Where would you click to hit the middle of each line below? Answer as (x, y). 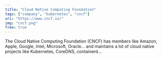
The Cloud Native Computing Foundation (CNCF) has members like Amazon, (81, 41)
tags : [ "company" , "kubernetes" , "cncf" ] (47, 14)
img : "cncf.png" (21, 23)
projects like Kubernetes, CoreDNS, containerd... (53, 52)
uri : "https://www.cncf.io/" (34, 18)
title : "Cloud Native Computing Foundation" (51, 9)
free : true (16, 28)
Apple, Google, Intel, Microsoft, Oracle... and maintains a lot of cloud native (80, 46)
